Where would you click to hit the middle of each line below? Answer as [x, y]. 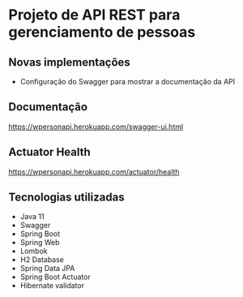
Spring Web [40, 243]
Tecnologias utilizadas [66, 198]
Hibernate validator [52, 286]
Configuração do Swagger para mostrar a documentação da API [128, 82]
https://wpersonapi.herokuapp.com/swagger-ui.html [96, 127]
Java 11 [32, 217]
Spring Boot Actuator [55, 277]
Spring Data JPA [47, 269]
